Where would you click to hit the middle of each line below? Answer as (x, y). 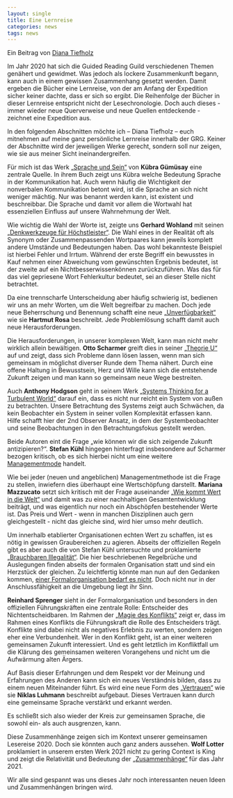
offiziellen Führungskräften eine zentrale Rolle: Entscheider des (98, 608)
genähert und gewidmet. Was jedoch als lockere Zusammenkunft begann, (113, 74)
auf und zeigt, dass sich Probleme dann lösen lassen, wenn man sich (106, 356)
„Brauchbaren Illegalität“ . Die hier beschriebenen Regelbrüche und (102, 557)
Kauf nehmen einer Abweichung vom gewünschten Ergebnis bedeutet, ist (113, 262)
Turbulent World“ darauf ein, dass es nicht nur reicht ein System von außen (115, 399)
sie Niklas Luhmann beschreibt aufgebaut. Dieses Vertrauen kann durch (111, 695)
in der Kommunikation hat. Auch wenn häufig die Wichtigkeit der (99, 182)
